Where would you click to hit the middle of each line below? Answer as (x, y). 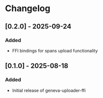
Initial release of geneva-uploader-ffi (49, 90)
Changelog (28, 8)
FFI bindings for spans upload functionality (55, 50)
